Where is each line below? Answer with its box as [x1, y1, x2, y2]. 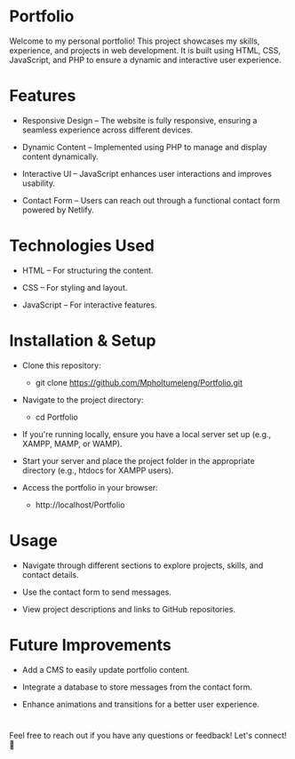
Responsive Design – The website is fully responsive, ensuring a [21, 115, 258, 125]
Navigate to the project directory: [21, 394, 144, 405]
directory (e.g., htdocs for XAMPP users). [21, 465, 174, 475]
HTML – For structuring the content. [21, 265, 154, 276]
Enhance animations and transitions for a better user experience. [21, 699, 259, 709]
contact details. [21, 569, 79, 579]
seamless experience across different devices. [21, 124, 194, 135]
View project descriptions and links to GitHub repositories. [21, 603, 235, 614]
